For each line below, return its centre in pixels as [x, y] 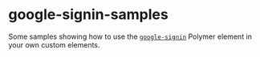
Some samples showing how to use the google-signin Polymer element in [130, 36]
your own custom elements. [54, 44]
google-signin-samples [88, 15]
